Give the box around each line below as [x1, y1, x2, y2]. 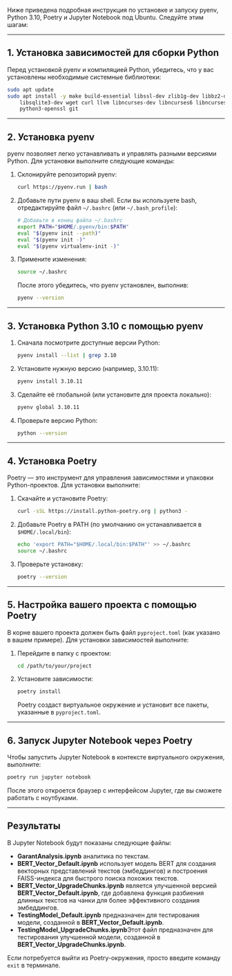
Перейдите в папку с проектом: [17, 649, 112, 657]
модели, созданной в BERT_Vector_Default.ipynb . [17, 918, 164, 926]
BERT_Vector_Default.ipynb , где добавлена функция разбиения [17, 889, 204, 897]
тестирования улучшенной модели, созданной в [17, 932, 161, 941]
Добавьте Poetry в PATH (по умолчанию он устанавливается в [17, 521, 202, 529]
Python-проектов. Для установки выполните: [7, 481, 140, 489]
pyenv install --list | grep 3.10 [17, 352, 117, 359]
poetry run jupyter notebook [7, 774, 91, 781]
